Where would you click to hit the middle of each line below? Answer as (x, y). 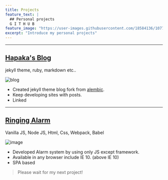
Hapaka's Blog (28, 58)
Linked (19, 100)
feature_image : (21, 28)
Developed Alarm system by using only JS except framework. (76, 152)
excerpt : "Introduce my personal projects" (51, 33)
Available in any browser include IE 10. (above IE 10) (65, 157)
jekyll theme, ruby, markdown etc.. (41, 70)
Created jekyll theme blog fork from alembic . (58, 89)
